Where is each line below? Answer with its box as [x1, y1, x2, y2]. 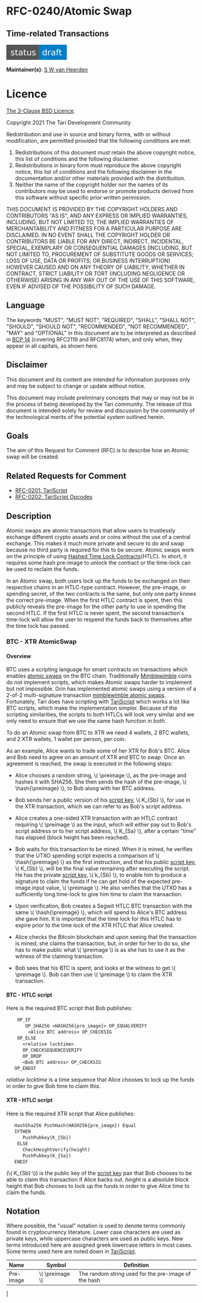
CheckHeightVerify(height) [22, 1146, 91, 1153]
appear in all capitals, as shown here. [6, 342, 99, 349]
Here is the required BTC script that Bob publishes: [6, 1004, 133, 1012]
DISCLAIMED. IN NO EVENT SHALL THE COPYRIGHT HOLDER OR [6, 231, 170, 239]
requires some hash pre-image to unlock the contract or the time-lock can [6, 559, 191, 566]
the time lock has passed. [6, 622, 71, 629]
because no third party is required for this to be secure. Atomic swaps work [6, 546, 195, 553]
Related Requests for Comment [6, 470, 127, 481]
